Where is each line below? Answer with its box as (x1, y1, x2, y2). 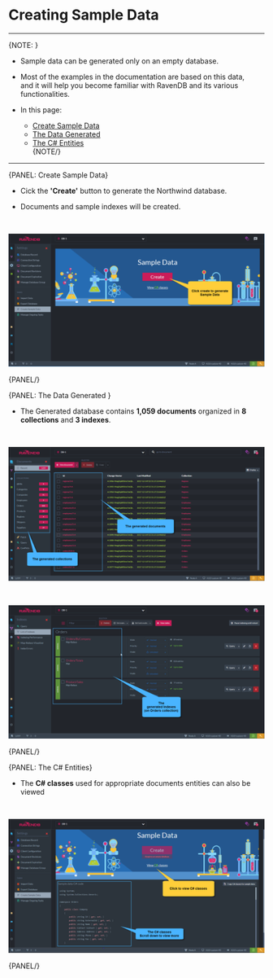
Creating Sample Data (8, 6, 160, 24)
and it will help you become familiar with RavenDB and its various (19, 80, 239, 90)
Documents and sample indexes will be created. (19, 201, 181, 211)
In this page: (19, 104, 63, 115)
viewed (19, 787, 45, 797)
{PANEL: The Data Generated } (8, 390, 111, 400)
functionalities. (19, 89, 71, 99)
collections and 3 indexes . (19, 414, 111, 424)
